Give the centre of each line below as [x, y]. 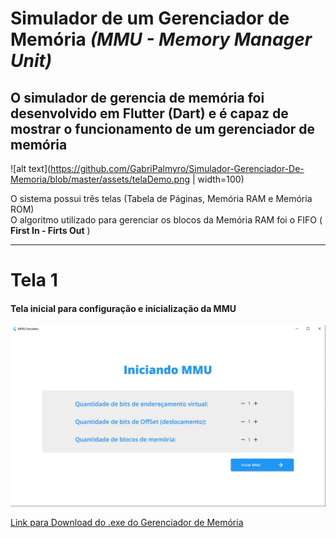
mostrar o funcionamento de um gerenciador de [163, 128]
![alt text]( [31, 168]
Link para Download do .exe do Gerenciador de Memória [127, 522]
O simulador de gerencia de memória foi [137, 97]
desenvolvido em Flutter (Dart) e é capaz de [149, 113]
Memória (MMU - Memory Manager [161, 39]
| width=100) [218, 179]
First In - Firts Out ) [50, 230]
